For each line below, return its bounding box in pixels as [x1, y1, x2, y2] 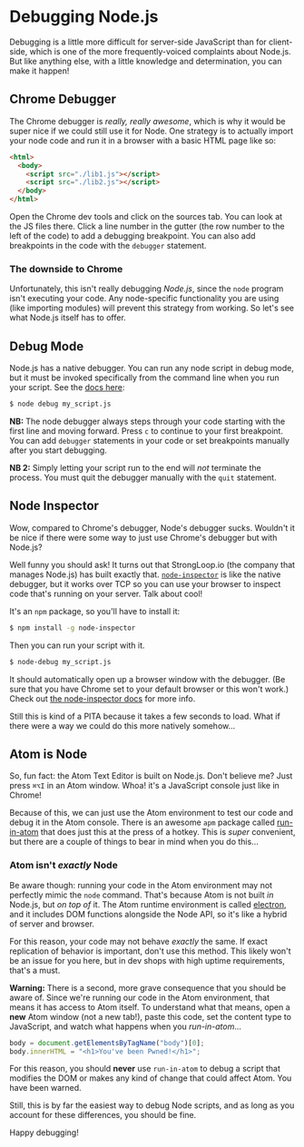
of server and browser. [9, 918, 95, 929]
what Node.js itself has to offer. [9, 312, 127, 323]
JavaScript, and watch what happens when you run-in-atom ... [9, 1021, 242, 1032]
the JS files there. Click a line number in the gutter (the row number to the [9, 221, 285, 231]
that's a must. [9, 965, 61, 975]
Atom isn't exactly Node [9, 859, 118, 872]
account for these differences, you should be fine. [9, 1110, 197, 1121]
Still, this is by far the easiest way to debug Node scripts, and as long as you [9, 1100, 295, 1111]
